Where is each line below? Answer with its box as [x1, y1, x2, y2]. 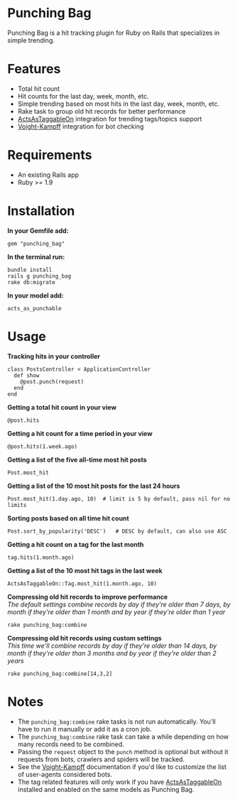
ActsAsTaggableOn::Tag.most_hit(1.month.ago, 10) [7, 580, 158, 587]
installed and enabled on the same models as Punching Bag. [17, 785, 195, 793]
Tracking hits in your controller [7, 352, 101, 360]
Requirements [7, 147, 92, 163]
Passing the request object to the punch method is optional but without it [17, 747, 229, 756]
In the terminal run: [7, 252, 65, 261]
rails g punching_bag [7, 272, 72, 280]
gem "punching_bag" [7, 240, 65, 247]
